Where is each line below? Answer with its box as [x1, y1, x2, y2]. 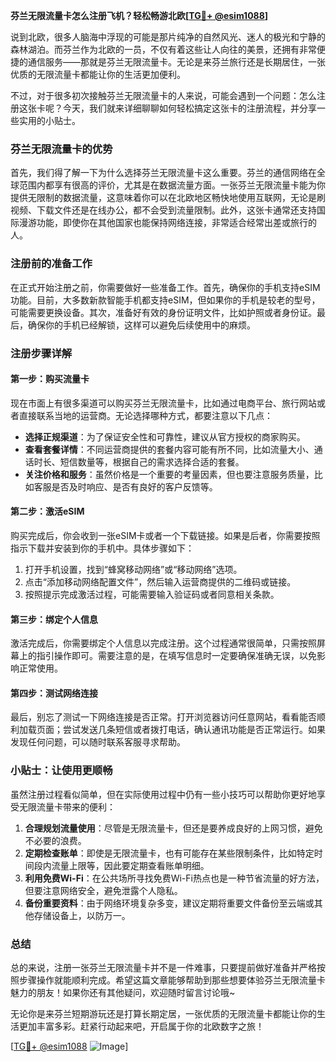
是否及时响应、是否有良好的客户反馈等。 [51, 480, 218, 493]
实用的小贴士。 [18, 115, 81, 126]
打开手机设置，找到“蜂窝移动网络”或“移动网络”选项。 [24, 563, 243, 575]
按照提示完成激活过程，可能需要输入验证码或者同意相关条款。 [24, 588, 280, 600]
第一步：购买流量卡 [10, 373, 90, 385]
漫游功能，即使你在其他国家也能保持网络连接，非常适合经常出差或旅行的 [18, 217, 317, 229]
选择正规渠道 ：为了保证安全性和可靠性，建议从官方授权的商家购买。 [24, 430, 306, 443]
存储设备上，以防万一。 [33, 909, 131, 921]
